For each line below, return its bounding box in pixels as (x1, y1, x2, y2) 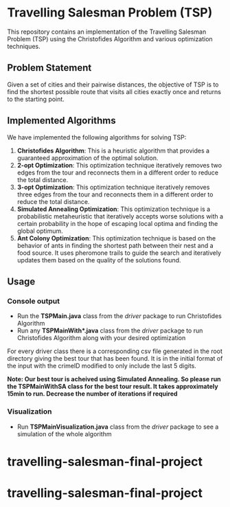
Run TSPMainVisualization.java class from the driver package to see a (16, 422, 219, 431)
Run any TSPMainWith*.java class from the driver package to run (16, 326, 203, 335)
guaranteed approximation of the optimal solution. (16, 153, 159, 162)
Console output (7, 296, 60, 306)
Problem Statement (7, 62, 92, 74)
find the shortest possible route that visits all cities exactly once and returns (7, 87, 222, 95)
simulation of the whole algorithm (16, 429, 112, 438)
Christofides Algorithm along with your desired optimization (16, 334, 186, 342)
